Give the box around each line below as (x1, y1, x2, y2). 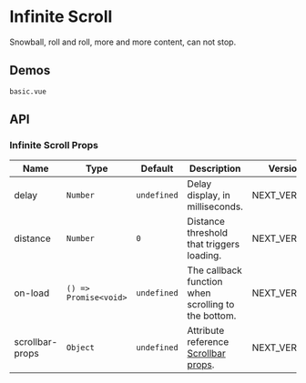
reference (187, 336, 229, 348)
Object (66, 343, 96, 353)
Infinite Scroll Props (9, 139, 98, 152)
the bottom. (187, 309, 237, 322)
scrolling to (187, 298, 235, 311)
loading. (187, 249, 221, 262)
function (187, 276, 223, 288)
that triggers (187, 238, 240, 251)
